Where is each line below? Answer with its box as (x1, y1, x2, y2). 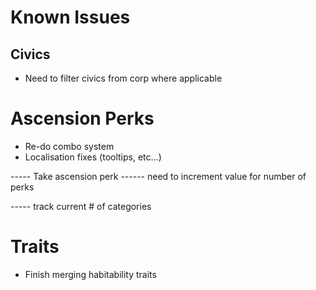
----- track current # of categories (10, 200, 152, 212)
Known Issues (10, 6, 131, 29)
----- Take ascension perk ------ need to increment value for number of (10, 170, 307, 182)
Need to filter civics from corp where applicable (24, 72, 223, 84)
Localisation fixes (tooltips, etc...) (24, 151, 162, 163)
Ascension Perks (10, 107, 155, 130)
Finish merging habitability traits (24, 268, 157, 280)
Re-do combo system (24, 140, 115, 152)
